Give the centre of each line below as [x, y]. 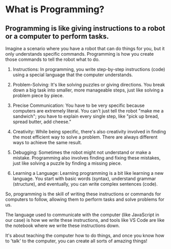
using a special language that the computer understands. [73, 75]
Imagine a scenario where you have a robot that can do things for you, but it [85, 49]
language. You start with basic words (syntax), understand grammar [84, 178]
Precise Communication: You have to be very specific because [79, 105]
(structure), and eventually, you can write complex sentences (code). [85, 184]
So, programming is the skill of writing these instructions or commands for [83, 194]
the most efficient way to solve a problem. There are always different [85, 137]
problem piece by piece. [38, 95]
